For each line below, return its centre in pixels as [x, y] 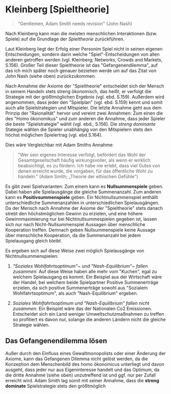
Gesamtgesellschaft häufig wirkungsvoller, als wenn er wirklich [84, 160]
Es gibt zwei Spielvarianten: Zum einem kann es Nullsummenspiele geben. [84, 186]
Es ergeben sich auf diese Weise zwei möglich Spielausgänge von [75, 250]
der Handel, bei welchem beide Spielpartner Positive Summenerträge [86, 282]
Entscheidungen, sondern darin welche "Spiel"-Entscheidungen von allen [82, 54]
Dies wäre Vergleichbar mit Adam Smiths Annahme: [59, 145]
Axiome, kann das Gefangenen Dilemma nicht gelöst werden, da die [77, 359]
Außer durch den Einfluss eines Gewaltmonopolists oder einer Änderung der [86, 353]
